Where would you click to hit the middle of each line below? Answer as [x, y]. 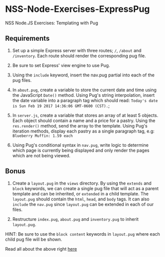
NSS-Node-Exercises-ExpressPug [78, 9]
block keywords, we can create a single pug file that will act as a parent [85, 188]
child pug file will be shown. [34, 239]
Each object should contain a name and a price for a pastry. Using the [84, 121]
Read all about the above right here [41, 249]
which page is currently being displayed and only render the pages [81, 150]
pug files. [22, 80]
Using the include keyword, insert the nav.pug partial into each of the [83, 75]
